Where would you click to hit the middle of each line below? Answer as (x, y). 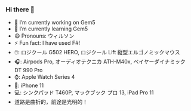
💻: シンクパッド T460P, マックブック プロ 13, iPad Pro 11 (84, 92)
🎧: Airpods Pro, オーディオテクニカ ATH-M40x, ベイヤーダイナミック (100, 61)
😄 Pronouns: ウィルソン (44, 36)
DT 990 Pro (28, 70)
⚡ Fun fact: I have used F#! (47, 43)
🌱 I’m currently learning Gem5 (51, 29)
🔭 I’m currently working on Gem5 (55, 23)
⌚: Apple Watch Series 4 (44, 77)
